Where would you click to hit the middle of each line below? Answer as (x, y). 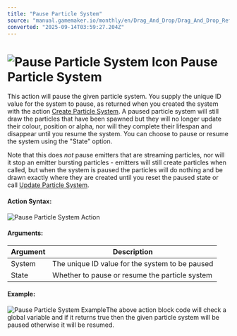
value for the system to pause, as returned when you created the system (113, 104)
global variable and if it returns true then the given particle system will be (114, 317)
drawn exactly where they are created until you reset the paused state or (113, 178)
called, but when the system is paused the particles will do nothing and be (115, 170)
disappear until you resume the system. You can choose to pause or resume (118, 134)
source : (19, 20)
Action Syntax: (30, 201)
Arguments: (25, 233)
